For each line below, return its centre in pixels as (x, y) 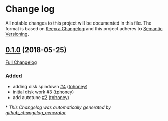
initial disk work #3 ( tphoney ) (43, 92)
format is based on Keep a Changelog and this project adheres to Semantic (84, 28)
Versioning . (17, 34)
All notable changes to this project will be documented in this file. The (78, 23)
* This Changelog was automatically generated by (58, 107)
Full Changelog (21, 62)
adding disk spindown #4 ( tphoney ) (50, 87)
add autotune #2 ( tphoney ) (41, 98)
